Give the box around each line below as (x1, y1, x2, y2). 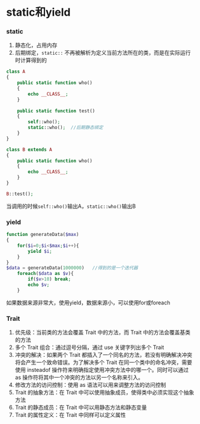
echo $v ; (28, 282, 50, 288)
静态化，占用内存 (14, 41, 58, 49)
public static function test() (17, 108, 95, 114)
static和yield (6, 5, 71, 19)
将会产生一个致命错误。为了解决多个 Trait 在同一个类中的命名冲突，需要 (14, 359, 193, 366)
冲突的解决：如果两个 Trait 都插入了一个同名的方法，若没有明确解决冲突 (14, 351, 193, 359)
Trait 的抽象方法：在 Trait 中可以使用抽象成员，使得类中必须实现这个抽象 (14, 389, 195, 396)
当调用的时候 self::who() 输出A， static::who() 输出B (6, 202, 136, 210)
